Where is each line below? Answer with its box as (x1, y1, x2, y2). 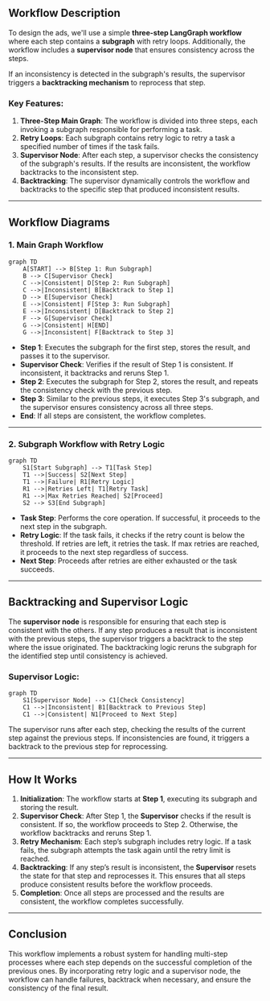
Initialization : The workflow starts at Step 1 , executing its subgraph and (19, 794, 257, 804)
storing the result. (19, 803, 79, 813)
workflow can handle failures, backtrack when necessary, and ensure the (8, 974, 252, 984)
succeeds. (19, 565, 55, 574)
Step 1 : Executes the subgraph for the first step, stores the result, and (19, 342, 251, 352)
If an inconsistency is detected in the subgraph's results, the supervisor (8, 68, 246, 79)
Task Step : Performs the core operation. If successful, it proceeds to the (19, 513, 261, 523)
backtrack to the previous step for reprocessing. (8, 742, 169, 751)
